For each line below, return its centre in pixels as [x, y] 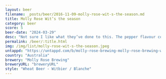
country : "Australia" [27, 55]
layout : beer [19, 10]
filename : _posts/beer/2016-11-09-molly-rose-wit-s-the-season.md [75, 14]
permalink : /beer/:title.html [36, 42]
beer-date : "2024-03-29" [31, 32]
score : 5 [14, 28]
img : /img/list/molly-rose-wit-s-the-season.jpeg [57, 46]
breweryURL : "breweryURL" [32, 64]
